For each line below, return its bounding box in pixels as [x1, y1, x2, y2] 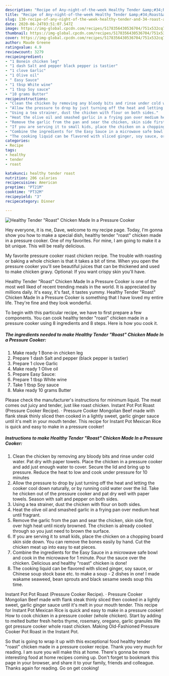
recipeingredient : [5, 54, 44, 59]
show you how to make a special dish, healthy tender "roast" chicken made [5, 232, 161, 238]
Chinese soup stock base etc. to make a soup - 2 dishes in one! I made [12, 570, 160, 576]
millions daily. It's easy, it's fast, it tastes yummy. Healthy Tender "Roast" [5, 289, 156, 295]
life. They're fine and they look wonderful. [5, 300, 92, 306]
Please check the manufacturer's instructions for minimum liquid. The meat [5, 397, 161, 403]
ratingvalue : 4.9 [5, 45, 42, 50]
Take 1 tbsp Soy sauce [12, 382, 59, 388]
